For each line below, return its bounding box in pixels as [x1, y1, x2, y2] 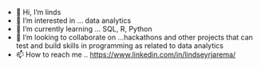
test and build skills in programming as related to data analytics [15, 41, 223, 50]
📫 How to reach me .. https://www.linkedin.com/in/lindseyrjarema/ [15, 50, 236, 59]
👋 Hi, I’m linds [15, 8, 61, 17]
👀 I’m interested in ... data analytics [15, 16, 132, 25]
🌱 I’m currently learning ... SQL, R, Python [15, 24, 152, 33]
